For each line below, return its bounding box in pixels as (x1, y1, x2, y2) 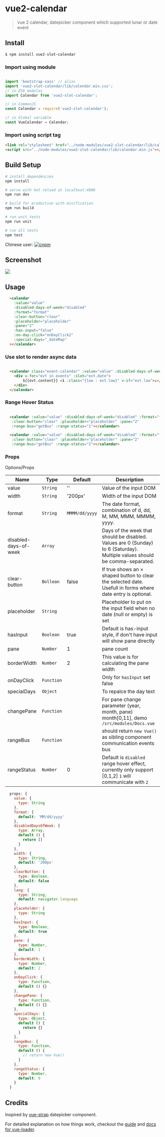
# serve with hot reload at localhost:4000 (5, 187, 96, 192)
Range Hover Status (5, 399, 54, 406)
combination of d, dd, (102, 507, 151, 513)
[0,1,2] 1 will (102, 772, 131, 779)
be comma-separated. (102, 558, 155, 565)
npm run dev (5, 192, 29, 197)
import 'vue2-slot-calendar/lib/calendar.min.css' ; (5, 83, 113, 89)
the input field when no (102, 605, 155, 612)
